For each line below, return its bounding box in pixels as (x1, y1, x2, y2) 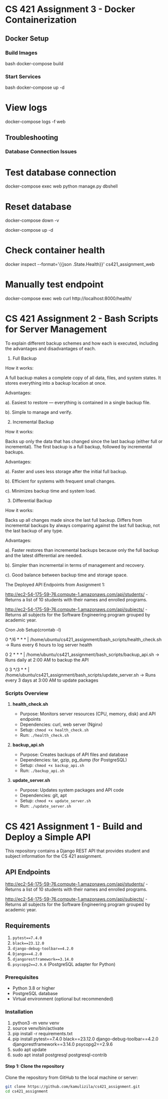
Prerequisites (5, 974, 39, 981)
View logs (5, 102, 48, 113)
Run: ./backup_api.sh (20, 767, 65, 773)
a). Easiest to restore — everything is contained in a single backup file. (5, 400, 151, 406)
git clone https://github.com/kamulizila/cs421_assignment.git (5, 1084, 140, 1089)
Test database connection (5, 167, 116, 178)
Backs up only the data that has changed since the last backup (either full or (5, 438, 163, 444)
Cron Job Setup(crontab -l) (5, 627, 61, 633)
